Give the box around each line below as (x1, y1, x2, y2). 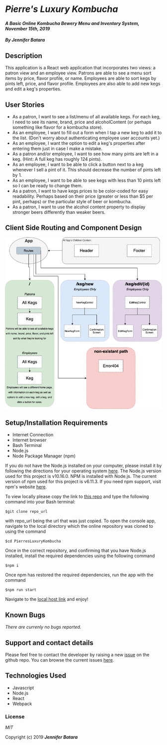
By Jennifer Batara (5, 37, 45, 43)
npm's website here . (5, 484, 47, 490)
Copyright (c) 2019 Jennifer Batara (5, 734, 78, 740)
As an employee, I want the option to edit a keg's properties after (12, 140, 146, 146)
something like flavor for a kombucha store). (12, 124, 103, 130)
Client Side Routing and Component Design (5, 224, 142, 232)
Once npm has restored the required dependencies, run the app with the (5, 572, 154, 578)
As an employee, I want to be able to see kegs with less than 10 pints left (12, 177, 161, 183)
